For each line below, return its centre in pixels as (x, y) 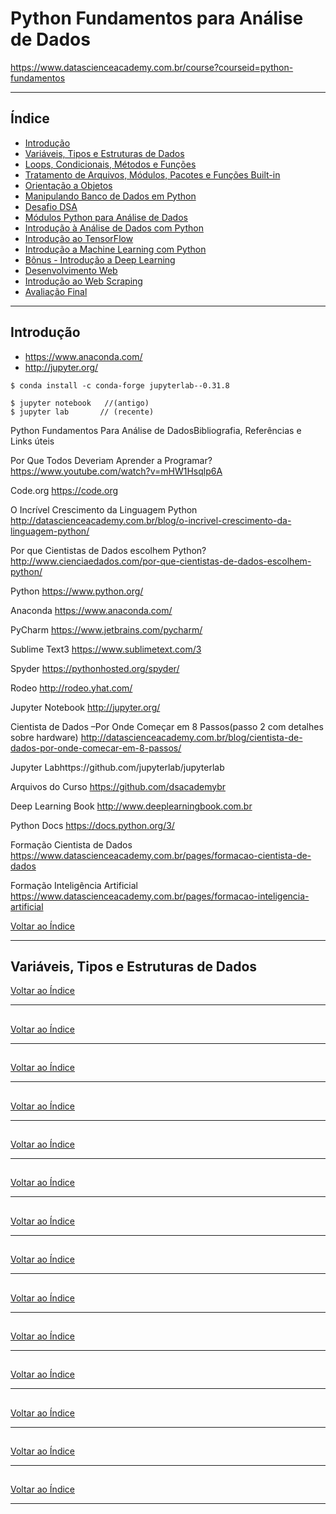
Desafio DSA (51, 206)
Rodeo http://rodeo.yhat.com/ (71, 688)
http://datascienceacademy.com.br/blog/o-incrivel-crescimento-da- (151, 520)
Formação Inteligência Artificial (74, 885)
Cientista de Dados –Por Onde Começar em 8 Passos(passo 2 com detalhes (167, 726)
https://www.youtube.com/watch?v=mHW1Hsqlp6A (116, 471)
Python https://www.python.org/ (77, 591)
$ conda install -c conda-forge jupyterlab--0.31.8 (120, 385)
